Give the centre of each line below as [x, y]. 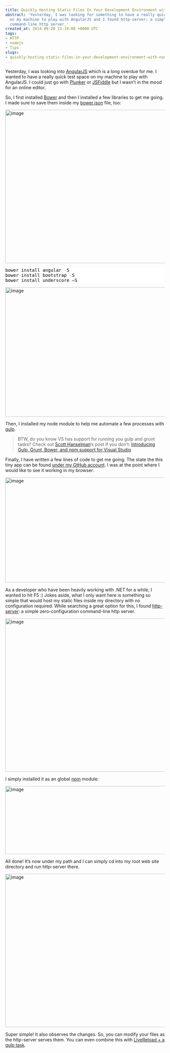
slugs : [12, 52]
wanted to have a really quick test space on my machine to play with [76, 77]
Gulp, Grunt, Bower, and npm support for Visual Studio [74, 450]
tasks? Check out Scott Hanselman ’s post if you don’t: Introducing [86, 445]
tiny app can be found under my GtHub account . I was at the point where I [82, 465]
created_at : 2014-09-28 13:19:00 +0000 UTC [52, 29]
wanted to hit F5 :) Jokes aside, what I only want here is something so [78, 595]
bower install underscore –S [41, 280]
